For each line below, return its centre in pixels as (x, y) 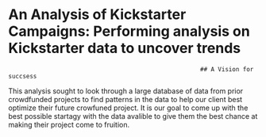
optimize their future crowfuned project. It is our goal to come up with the (128, 108)
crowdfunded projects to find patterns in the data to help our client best (125, 99)
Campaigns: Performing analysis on (129, 31)
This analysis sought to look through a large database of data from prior (126, 91)
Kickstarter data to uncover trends (125, 48)
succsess (23, 76)
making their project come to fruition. (69, 124)
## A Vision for (227, 69)
